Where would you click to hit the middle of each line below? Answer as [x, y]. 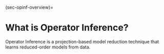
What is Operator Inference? [67, 28]
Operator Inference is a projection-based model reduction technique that [82, 41]
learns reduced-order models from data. [48, 47]
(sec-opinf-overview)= [29, 7]
